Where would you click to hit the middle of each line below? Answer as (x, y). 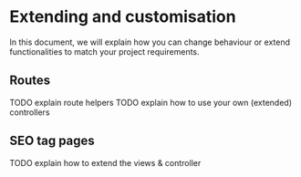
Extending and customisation (123, 17)
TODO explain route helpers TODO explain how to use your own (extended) (151, 102)
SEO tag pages (52, 141)
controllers (30, 112)
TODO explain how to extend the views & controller (105, 162)
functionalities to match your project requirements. (104, 51)
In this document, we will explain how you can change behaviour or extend (150, 42)
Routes (30, 81)
